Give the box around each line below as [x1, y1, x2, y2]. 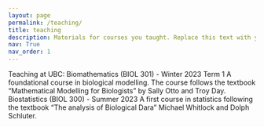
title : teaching [8, 26, 61, 34]
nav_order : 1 [8, 48, 51, 56]
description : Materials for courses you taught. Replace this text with [8, 33, 251, 42]
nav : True [8, 41, 41, 49]
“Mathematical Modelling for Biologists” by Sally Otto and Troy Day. [8, 86, 226, 95]
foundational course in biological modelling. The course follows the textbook [8, 78, 256, 87]
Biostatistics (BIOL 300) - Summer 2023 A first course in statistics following [8, 95, 254, 103]
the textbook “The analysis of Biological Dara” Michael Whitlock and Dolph [8, 103, 250, 112]
